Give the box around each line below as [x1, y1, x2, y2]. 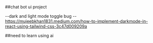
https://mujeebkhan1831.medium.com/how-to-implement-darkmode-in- [5, 19, 148, 24]
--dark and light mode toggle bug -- [5, 13, 77, 19]
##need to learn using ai [5, 33, 54, 38]
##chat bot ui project [5, 4, 47, 10]
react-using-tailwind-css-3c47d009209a [5, 23, 87, 29]
